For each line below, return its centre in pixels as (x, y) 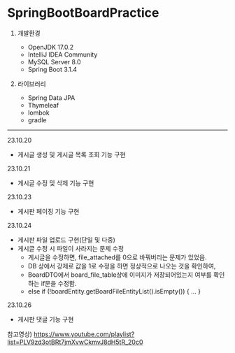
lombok (39, 113)
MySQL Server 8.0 (55, 62)
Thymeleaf (43, 105)
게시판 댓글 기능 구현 (45, 319)
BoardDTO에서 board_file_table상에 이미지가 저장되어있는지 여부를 (120, 275)
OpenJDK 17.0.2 (51, 47)
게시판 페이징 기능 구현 (48, 211)
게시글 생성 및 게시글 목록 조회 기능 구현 (71, 154)
